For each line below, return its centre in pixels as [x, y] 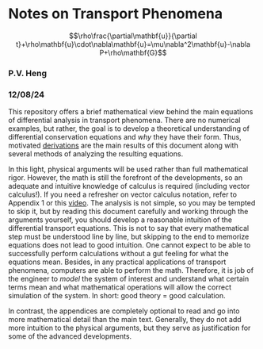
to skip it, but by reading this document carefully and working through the [128, 212]
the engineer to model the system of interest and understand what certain [129, 279]
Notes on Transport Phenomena [116, 14]
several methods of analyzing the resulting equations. [96, 154]
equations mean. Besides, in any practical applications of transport [117, 262]
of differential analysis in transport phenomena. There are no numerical [124, 121]
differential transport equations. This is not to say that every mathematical [129, 228]
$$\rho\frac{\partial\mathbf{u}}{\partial [133, 36]
